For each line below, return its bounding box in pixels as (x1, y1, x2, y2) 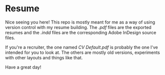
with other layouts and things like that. (5, 54, 83, 60)
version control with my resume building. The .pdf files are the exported (5, 24, 152, 30)
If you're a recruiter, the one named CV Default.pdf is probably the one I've (5, 44, 158, 50)
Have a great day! (5, 64, 41, 70)
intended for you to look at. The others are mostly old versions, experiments (5, 50, 160, 55)
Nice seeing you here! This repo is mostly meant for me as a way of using (5, 19, 155, 25)
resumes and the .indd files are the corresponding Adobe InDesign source (5, 29, 157, 35)
